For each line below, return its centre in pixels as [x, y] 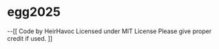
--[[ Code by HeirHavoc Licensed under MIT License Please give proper [109, 31]
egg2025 [34, 12]
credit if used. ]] [30, 38]
